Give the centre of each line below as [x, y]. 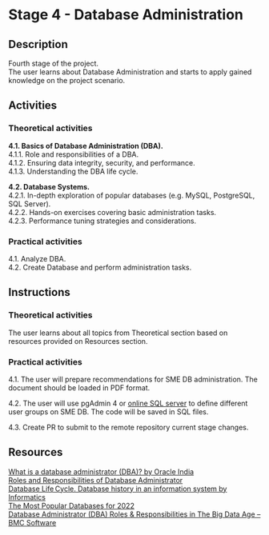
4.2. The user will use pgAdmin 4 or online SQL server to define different [128, 403]
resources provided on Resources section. [78, 341]
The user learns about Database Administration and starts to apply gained [130, 72]
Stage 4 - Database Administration [126, 15]
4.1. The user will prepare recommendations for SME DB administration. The [133, 379]
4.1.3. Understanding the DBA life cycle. [73, 171]
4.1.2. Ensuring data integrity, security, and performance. [102, 162]
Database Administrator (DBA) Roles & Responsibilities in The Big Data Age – [134, 514]
